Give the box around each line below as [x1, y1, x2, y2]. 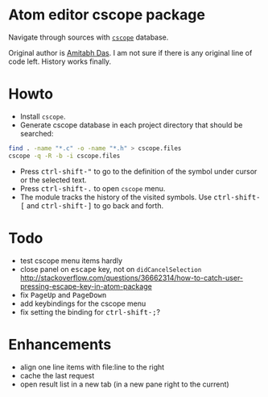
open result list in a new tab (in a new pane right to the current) [19, 379, 229, 389]
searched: [19, 128, 54, 138]
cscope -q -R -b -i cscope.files [8, 152, 121, 160]
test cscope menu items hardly [19, 256, 123, 265]
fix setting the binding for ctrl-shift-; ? [19, 307, 161, 316]
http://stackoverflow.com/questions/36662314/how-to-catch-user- [19, 273, 244, 282]
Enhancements [8, 335, 112, 353]
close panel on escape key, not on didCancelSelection [19, 264, 202, 274]
